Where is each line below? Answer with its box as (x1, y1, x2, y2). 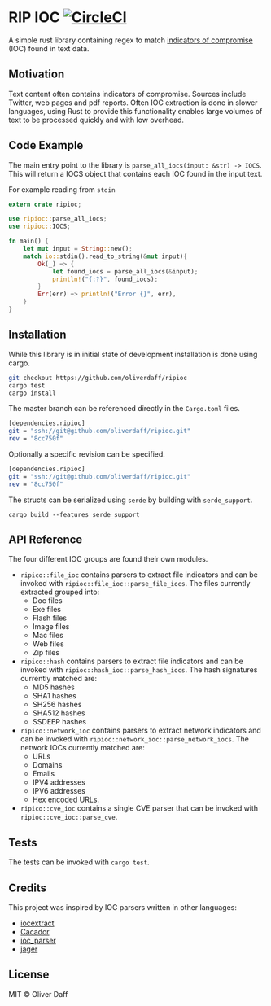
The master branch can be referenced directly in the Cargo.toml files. (8, 404, 240, 413)
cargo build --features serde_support (8, 510, 140, 518)
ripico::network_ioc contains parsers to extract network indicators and (20, 725, 262, 736)
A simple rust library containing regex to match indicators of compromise (8, 35, 254, 45)
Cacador (20, 927, 50, 937)
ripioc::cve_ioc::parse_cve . (20, 812, 118, 822)
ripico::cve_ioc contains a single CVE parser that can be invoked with (20, 803, 259, 813)
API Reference (8, 533, 83, 547)
